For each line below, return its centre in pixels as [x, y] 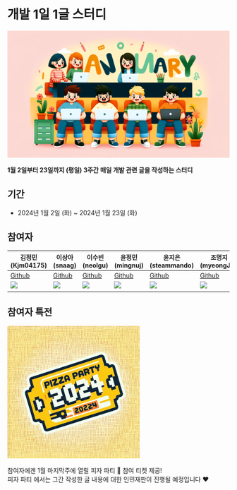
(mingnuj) [129, 265]
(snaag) [65, 265]
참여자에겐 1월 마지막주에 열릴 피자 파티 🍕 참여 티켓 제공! [85, 470]
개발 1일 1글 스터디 [57, 14]
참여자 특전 [30, 312]
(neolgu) [95, 265]
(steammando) [171, 265]
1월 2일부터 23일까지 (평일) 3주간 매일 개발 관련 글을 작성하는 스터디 [100, 169]
